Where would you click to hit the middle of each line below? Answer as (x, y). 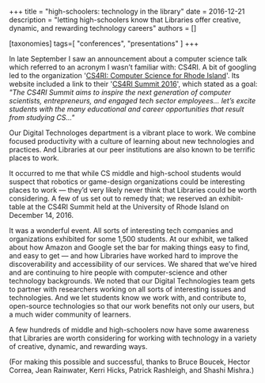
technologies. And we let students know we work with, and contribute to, (128, 298)
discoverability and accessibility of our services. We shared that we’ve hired (133, 264)
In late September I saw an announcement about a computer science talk (128, 59)
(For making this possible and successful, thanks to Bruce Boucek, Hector (130, 362)
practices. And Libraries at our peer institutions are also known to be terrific (132, 150)
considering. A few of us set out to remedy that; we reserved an (113, 198)
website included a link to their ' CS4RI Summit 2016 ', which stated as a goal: (133, 84)
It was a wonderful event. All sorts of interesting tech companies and (121, 231)
